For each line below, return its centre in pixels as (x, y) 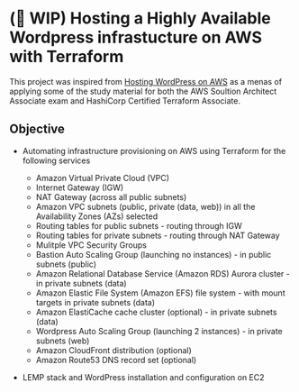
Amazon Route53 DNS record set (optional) (116, 360)
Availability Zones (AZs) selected (97, 216)
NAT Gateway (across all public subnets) (111, 196)
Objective (37, 129)
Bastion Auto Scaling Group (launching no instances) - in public (154, 254)
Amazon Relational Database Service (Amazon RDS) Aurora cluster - (163, 273)
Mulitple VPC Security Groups (91, 245)
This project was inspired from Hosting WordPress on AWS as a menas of (145, 81)
